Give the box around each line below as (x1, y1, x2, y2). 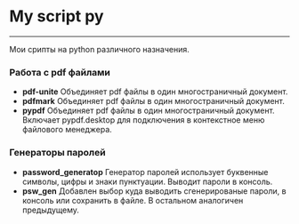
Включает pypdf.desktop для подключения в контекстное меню (21, 115, 265, 125)
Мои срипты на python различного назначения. (9, 44, 190, 54)
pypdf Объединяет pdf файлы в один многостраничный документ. (21, 105, 275, 116)
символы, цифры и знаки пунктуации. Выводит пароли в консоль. (21, 176, 273, 187)
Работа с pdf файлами (9, 66, 111, 78)
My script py (9, 6, 104, 27)
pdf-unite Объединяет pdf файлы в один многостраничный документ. (21, 86, 288, 97)
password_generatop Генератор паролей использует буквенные (21, 166, 269, 177)
